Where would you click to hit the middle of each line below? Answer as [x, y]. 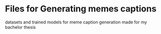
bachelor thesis [21, 27]
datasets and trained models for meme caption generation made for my [76, 22]
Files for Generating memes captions [81, 9]
